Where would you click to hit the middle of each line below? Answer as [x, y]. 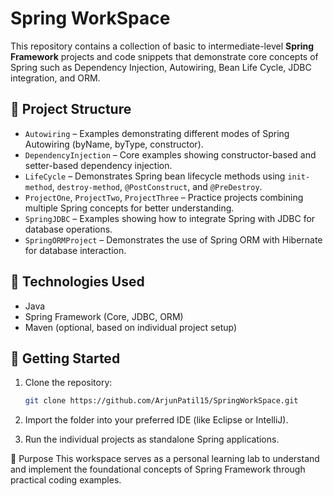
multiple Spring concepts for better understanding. [129, 208]
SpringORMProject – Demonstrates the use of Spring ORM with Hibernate [173, 239]
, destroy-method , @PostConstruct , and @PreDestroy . [157, 186]
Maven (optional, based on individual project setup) [131, 327]
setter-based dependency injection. [98, 165]
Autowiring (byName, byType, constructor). [114, 144]
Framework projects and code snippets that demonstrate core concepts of [164, 56]
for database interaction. [75, 250]
